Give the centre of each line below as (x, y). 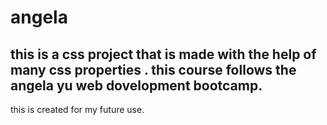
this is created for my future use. (77, 109)
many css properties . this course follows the (153, 69)
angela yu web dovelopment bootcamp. (136, 85)
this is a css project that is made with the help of (163, 54)
